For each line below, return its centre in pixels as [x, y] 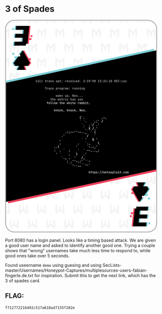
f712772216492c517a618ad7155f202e [40, 308]
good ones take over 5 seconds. [37, 256]
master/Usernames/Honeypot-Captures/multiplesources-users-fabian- [76, 270]
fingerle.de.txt [19, 275]
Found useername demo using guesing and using [53, 265]
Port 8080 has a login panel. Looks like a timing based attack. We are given [81, 240]
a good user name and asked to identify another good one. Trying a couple [80, 245]
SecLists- [112, 265]
